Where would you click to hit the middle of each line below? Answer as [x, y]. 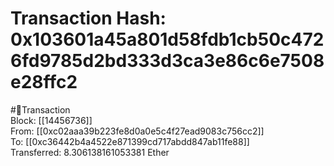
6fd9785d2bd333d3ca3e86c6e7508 [167, 61]
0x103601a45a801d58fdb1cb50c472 [167, 39]
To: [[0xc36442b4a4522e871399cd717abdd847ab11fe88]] [130, 141]
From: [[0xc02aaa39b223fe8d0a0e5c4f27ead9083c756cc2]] [137, 131]
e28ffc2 [44, 82]
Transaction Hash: [88, 18]
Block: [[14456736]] [51, 120]
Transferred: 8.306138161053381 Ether [90, 152]
